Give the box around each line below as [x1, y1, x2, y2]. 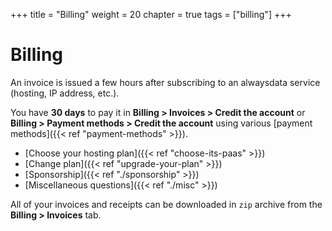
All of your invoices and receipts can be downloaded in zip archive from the [10, 198, 323, 210]
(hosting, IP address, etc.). [10, 87, 120, 99]
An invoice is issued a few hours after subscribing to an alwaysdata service [10, 76, 321, 88]
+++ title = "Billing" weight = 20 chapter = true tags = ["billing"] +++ [10, 9, 292, 20]
